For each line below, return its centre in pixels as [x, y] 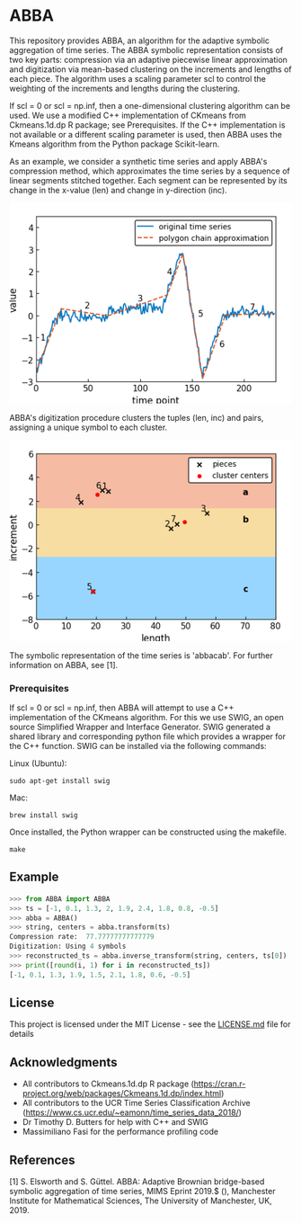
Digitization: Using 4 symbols [68, 946]
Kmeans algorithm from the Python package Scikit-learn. [115, 144]
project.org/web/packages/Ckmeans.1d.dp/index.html [122, 1094]
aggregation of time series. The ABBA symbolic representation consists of [146, 49]
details [22, 1034]
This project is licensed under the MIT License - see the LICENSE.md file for [150, 1024]
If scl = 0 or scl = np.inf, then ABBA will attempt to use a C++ [122, 708]
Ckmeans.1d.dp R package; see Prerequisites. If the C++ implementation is [147, 125]
